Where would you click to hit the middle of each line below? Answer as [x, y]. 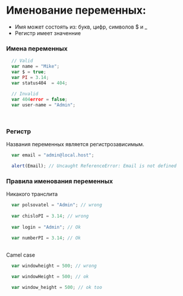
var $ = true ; [29, 72]
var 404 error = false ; [40, 100]
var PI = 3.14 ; [30, 77]
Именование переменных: [76, 10]
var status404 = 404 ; [40, 83]
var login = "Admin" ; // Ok [46, 227]
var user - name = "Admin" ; [44, 105]
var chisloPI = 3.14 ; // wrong [50, 216]
